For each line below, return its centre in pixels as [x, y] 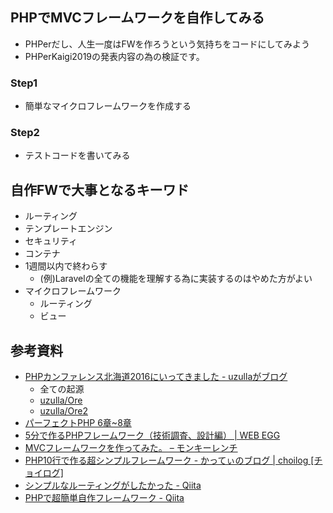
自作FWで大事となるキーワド [100, 189]
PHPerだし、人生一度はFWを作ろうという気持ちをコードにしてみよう [167, 44]
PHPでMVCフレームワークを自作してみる [137, 18]
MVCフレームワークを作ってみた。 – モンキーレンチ [131, 448]
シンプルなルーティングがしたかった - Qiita [113, 485]
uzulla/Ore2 [64, 411]
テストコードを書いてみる [77, 155]
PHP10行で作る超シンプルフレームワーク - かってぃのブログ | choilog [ [169, 460]
